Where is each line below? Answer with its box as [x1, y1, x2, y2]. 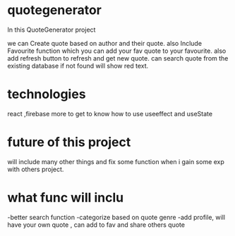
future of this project [7, 135, 131, 150]
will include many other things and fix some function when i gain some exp [7, 157, 224, 166]
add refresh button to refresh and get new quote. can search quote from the [7, 54, 229, 62]
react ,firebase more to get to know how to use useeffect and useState [7, 109, 213, 118]
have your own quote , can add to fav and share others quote [7, 221, 186, 229]
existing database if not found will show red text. [7, 61, 149, 70]
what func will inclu [7, 190, 124, 206]
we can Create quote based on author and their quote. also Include [7, 39, 203, 47]
